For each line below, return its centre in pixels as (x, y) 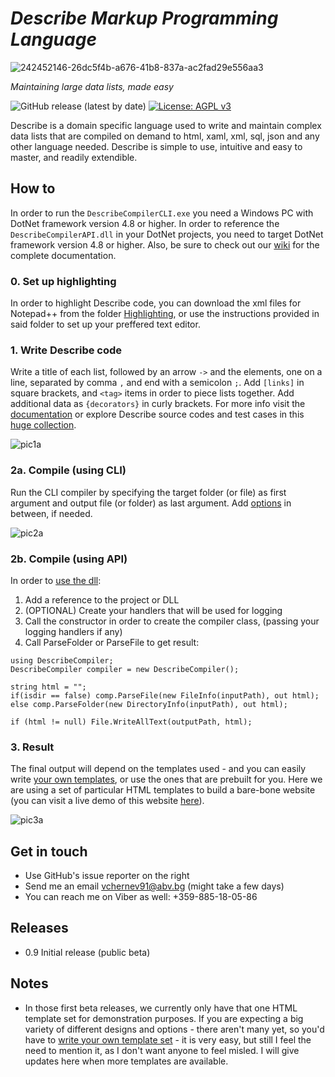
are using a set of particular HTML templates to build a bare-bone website (163, 790)
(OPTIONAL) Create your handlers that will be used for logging (153, 610)
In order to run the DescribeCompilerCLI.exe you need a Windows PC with (162, 213)
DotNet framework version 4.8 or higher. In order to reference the (145, 223)
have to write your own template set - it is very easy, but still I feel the (168, 1039)
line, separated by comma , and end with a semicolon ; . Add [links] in (157, 383)
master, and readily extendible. (74, 157)
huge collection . (43, 425)
